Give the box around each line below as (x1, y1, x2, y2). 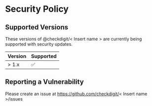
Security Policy (5, 3, 69, 15)
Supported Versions (5, 23, 68, 31)
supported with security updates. (5, 41, 73, 47)
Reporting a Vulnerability (5, 78, 84, 86)
